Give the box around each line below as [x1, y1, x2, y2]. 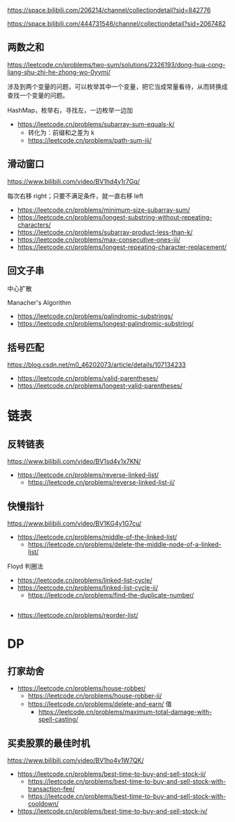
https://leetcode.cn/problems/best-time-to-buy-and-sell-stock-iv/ [17, 807, 208, 816]
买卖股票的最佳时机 [7, 737, 90, 749]
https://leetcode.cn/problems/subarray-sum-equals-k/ [17, 120, 175, 128]
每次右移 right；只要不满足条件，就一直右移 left [7, 192, 143, 200]
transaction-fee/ [27, 785, 76, 793]
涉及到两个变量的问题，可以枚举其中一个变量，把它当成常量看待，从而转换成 [7, 82, 228, 90]
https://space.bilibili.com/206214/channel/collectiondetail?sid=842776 [7, 6, 211, 14]
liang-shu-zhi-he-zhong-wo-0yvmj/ [7, 68, 111, 76]
